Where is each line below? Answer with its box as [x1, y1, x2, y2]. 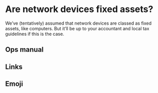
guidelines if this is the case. [5, 31, 64, 37]
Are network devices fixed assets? [5, 4, 153, 15]
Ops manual [5, 45, 44, 54]
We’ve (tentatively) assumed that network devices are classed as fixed [5, 20, 152, 26]
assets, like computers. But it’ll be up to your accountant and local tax [5, 25, 149, 31]
